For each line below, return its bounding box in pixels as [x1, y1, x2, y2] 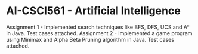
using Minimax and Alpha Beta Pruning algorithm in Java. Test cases [6, 36, 175, 43]
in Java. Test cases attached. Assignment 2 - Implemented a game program [6, 29, 193, 36]
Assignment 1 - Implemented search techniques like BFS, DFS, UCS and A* [6, 23, 190, 31]
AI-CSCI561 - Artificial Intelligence [6, 4, 181, 18]
